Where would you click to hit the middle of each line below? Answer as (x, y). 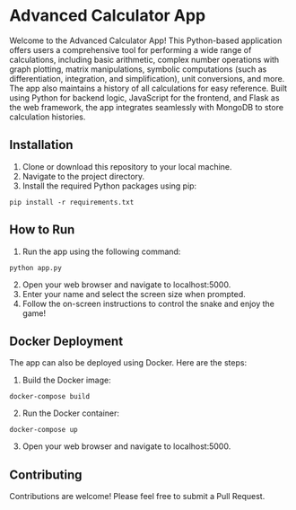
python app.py (36, 268)
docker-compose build (50, 397)
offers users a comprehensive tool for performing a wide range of (131, 49)
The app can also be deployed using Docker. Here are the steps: (128, 363)
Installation (41, 145)
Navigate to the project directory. (83, 176)
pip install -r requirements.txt (72, 202)
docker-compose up (44, 430)
